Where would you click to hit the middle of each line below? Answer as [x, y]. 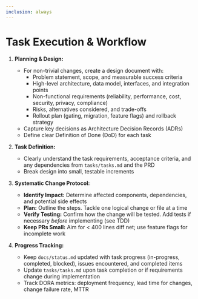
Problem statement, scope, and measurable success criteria [107, 77]
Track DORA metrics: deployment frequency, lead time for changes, [108, 283]
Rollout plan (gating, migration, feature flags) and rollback [104, 115]
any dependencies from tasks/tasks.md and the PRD [89, 165]
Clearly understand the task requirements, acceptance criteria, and [107, 158]
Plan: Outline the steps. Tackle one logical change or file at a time [105, 207]
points [40, 90]
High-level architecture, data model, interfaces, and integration [111, 83]
